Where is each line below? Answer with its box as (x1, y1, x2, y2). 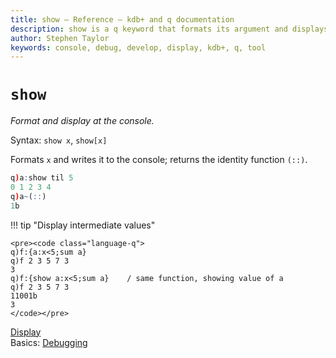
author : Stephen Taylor (10, 33, 110, 43)
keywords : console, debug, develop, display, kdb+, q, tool (10, 42, 267, 53)
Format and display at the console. (10, 115, 155, 127)
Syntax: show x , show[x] (10, 134, 108, 146)
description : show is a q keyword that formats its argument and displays (10, 24, 329, 34)
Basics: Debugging (10, 336, 88, 348)
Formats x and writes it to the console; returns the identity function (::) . (10, 154, 308, 166)
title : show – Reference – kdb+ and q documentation (10, 14, 235, 25)
